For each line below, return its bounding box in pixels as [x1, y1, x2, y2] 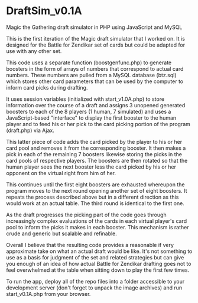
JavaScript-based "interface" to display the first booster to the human [6, 114, 177, 121]
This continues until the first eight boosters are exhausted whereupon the [6, 181, 185, 188]
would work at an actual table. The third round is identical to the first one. [6, 199, 184, 207]
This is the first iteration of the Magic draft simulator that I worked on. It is [6, 35, 185, 42]
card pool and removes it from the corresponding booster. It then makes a [6, 144, 186, 151]
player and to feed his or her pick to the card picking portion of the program [6, 120, 191, 127]
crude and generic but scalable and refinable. [6, 230, 117, 237]
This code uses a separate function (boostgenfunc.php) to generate [6, 59, 172, 66]
